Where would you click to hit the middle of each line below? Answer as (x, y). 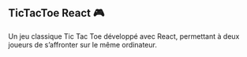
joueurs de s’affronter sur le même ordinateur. (83, 44)
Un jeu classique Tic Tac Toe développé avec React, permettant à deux (124, 36)
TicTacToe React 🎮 (56, 13)
